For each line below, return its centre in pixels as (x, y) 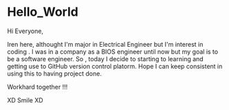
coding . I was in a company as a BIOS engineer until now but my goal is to (113, 52)
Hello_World (43, 12)
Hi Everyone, (25, 31)
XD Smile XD (25, 100)
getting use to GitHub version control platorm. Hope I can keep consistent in (115, 66)
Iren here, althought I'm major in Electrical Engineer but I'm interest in (105, 44)
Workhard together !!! (37, 87)
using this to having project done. (54, 74)
